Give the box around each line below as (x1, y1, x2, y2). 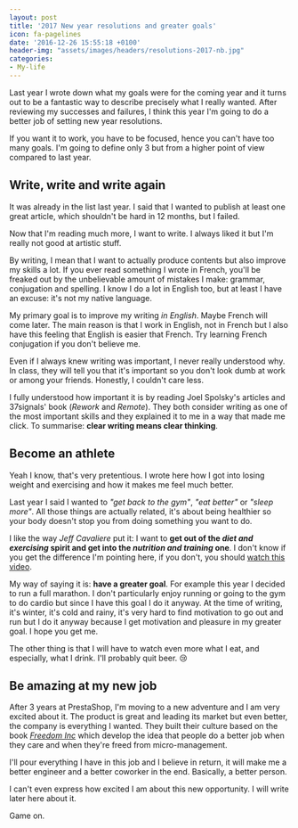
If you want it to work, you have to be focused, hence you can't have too (9, 133, 275, 143)
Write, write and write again (9, 177, 166, 193)
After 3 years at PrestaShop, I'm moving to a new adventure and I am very (9, 701, 280, 713)
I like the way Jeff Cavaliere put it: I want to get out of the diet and (9, 532, 254, 544)
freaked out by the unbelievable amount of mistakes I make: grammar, (9, 274, 265, 284)
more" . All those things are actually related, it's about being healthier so (9, 505, 271, 517)
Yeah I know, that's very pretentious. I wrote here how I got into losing (9, 470, 265, 480)
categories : (9, 54, 53, 63)
